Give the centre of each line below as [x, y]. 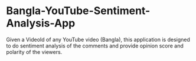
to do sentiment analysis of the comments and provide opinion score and [95, 46]
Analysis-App [41, 23]
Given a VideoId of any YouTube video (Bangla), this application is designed [98, 39]
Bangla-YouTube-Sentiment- [78, 11]
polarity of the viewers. [34, 52]
